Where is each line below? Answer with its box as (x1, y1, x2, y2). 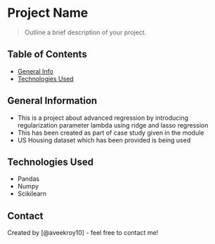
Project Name (7, 5, 89, 21)
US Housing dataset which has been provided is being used (17, 135, 191, 144)
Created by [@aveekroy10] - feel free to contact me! (7, 229, 159, 237)
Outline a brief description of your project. (24, 28, 147, 36)
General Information (7, 95, 98, 107)
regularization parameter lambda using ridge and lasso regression (17, 121, 209, 129)
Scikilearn (17, 189, 47, 198)
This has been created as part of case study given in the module (17, 128, 204, 137)
